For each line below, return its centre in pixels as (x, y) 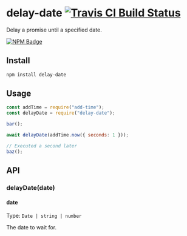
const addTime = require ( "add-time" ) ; (55, 107)
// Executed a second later (42, 146)
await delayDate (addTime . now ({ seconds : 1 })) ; (68, 135)
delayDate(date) (31, 188)
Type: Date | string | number (44, 216)
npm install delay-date (36, 75)
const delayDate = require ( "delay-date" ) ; (61, 113)
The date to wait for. (31, 228)
